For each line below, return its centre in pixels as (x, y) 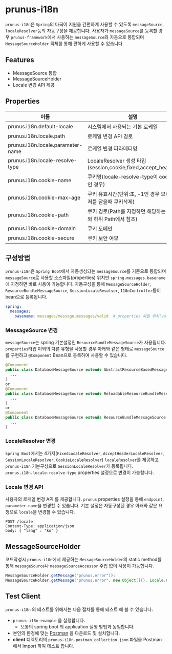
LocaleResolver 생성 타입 (117, 161)
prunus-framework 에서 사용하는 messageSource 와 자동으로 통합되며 (77, 37)
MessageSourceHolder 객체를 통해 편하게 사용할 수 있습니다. (64, 43)
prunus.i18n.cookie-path (38, 215)
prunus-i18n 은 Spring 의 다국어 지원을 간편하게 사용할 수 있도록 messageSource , (85, 24)
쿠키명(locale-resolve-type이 (123, 176)
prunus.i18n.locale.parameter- (45, 145)
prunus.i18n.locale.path (37, 136)
